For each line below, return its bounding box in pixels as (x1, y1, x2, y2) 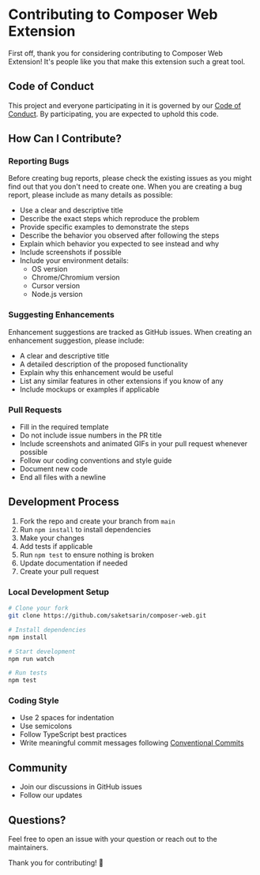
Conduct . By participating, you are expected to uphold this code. (8, 109, 219, 118)
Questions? (8, 813, 66, 827)
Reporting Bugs (8, 156, 70, 167)
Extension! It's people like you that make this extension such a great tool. (8, 57, 246, 66)
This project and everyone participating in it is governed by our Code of (8, 100, 241, 110)
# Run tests (8, 669, 47, 677)
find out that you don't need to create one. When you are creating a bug (8, 182, 243, 191)
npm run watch (8, 655, 55, 663)
